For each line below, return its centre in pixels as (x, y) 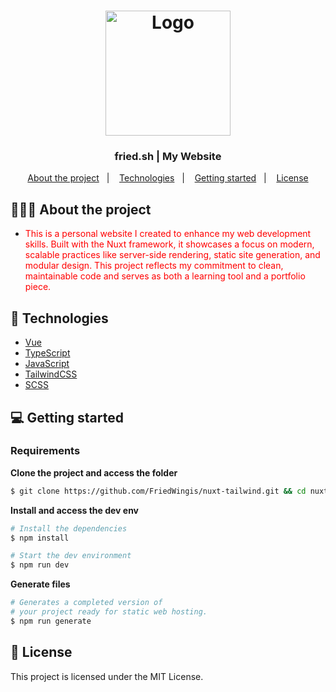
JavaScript (47, 364)
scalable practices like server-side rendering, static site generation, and (172, 255)
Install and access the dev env (75, 510)
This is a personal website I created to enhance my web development (168, 234)
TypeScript (47, 353)
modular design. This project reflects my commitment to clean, (154, 266)
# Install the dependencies (69, 528)
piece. (38, 287)
